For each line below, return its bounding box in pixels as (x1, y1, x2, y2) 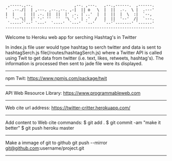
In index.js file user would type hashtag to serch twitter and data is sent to (5, 44, 161, 50)
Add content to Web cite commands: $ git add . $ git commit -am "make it (5, 119, 161, 126)
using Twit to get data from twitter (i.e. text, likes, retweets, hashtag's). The (5, 55, 164, 61)
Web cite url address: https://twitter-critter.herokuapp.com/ (5, 105, 131, 111)
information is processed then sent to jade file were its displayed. (5, 61, 143, 67)
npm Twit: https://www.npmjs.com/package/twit (5, 75, 107, 81)
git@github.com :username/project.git (5, 145, 84, 151)
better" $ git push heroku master (5, 125, 74, 131)
